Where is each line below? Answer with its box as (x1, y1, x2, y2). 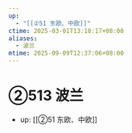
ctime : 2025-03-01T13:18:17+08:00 (8, 27, 125, 35)
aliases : (8, 34, 38, 43)
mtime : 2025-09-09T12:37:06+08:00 (8, 49, 125, 57)
